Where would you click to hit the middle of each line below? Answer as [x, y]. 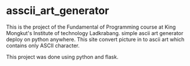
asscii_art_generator [58, 11]
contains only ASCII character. [43, 46]
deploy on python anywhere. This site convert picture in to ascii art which [95, 39]
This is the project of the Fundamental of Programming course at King [91, 27]
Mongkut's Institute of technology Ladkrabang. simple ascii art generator [95, 33]
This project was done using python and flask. [62, 57]
